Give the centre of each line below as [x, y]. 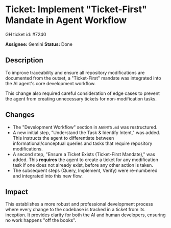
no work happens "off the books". [41, 220]
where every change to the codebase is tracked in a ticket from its [75, 210]
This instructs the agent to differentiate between [63, 138]
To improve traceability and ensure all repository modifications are [75, 72]
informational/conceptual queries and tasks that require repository [82, 143]
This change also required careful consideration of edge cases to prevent [82, 93]
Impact [17, 192]
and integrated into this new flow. [48, 176]
